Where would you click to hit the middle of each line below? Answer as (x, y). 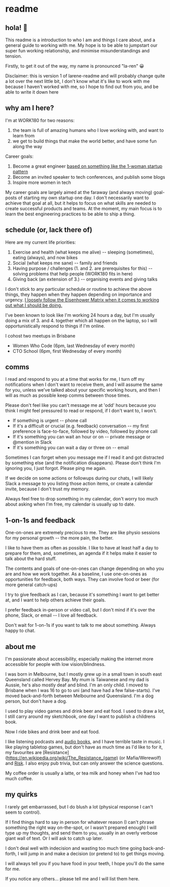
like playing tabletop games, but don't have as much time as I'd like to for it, (84, 747)
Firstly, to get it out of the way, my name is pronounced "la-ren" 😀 (75, 66)
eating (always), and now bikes (45, 257)
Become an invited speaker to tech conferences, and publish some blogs (89, 177)
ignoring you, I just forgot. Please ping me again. (56, 468)
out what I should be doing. (34, 305)
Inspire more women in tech (42, 182)
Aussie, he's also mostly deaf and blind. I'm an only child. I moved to (77, 685)
